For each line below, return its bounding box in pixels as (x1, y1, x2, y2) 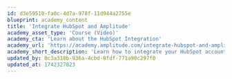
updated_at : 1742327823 (7, 61, 76, 68)
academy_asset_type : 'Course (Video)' (7, 29, 119, 36)
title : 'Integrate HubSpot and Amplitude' (7, 23, 131, 30)
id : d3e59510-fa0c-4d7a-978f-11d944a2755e (7, 10, 131, 17)
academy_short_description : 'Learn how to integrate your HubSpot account (7, 49, 227, 56)
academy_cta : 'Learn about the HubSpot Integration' (7, 36, 162, 43)
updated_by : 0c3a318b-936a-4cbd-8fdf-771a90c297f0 (7, 55, 156, 62)
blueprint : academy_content (7, 16, 88, 23)
